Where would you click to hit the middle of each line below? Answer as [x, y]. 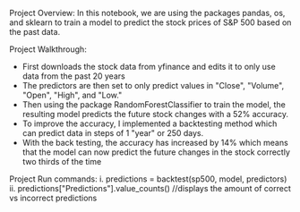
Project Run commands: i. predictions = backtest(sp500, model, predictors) [148, 179]
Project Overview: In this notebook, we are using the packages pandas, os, [147, 13]
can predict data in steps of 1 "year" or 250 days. [113, 133]
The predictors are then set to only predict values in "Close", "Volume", [153, 85]
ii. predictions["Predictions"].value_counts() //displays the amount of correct [150, 188]
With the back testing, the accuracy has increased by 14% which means [155, 143]
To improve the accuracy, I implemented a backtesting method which [150, 123]
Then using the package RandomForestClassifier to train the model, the [154, 105]
